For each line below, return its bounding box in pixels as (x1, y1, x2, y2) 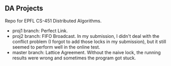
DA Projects (5, 4, 44, 13)
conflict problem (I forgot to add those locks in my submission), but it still (12, 38, 166, 45)
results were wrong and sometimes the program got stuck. (12, 55, 136, 61)
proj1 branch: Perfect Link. (12, 28, 68, 34)
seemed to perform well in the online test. (12, 43, 100, 50)
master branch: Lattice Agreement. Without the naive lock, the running (12, 49, 161, 55)
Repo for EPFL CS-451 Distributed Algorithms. (5, 17, 102, 24)
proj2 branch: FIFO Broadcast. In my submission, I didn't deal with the (12, 33, 160, 39)
